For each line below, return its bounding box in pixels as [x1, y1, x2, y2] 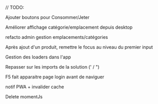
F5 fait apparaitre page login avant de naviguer [5, 74, 104, 80]
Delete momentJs [5, 94, 43, 99]
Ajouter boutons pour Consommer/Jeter [5, 14, 90, 20]
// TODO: [5, 5, 25, 10]
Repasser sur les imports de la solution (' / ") [5, 64, 100, 70]
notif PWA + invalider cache [5, 84, 64, 90]
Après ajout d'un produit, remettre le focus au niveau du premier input [5, 44, 153, 50]
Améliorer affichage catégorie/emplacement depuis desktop [5, 24, 133, 30]
